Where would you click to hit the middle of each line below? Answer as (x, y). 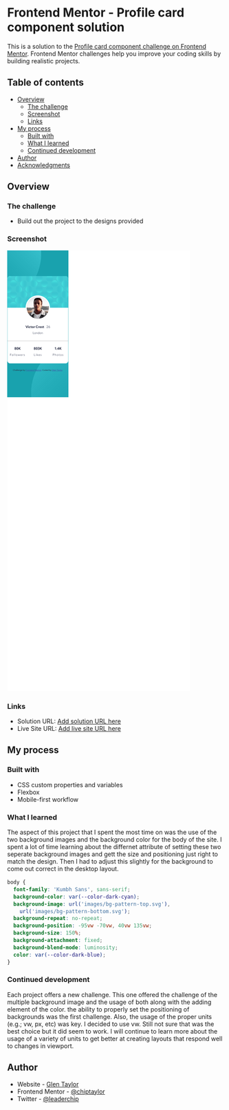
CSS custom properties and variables (70, 785)
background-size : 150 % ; (47, 933)
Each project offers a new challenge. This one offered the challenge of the (112, 994)
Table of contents (45, 83)
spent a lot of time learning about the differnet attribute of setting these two (114, 847)
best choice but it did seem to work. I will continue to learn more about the (112, 1031)
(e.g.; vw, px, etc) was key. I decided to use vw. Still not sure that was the (111, 1024)
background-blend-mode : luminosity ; (66, 948)
